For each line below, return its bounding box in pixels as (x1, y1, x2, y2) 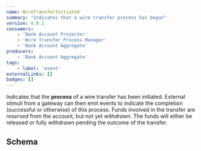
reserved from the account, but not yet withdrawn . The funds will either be (6, 113, 193, 120)
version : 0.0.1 (6, 20, 45, 26)
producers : (6, 49, 34, 55)
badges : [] (6, 76, 34, 82)
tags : (6, 59, 20, 65)
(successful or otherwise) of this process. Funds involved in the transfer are (6, 106, 196, 113)
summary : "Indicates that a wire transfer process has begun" (6, 15, 166, 21)
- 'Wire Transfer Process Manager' (17, 37, 107, 43)
